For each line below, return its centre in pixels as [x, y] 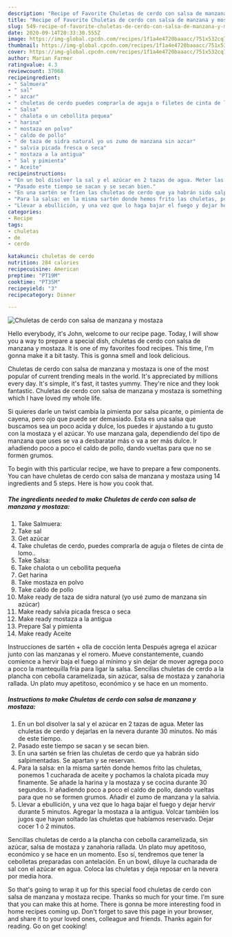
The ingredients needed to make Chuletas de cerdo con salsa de [102, 499]
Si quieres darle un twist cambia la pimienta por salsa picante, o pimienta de [116, 412]
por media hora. [31, 876]
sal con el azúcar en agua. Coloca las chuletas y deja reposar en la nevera [113, 869]
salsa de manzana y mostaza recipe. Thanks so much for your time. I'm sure [116, 897]
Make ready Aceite [44, 633]
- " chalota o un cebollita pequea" [60, 116]
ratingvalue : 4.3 [33, 65]
